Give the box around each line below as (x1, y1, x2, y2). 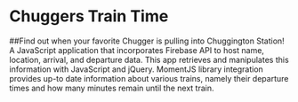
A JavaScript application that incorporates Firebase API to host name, (9, 44, 265, 55)
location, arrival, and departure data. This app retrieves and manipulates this (9, 54, 289, 65)
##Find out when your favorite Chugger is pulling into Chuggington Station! (9, 35, 285, 46)
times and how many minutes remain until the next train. (9, 82, 215, 93)
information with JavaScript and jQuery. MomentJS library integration (9, 64, 264, 75)
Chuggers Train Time (9, 6, 169, 27)
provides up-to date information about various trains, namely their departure (9, 73, 289, 83)
